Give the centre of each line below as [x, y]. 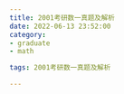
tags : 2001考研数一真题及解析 [60, 68]
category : [28, 34]
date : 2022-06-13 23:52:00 [60, 26]
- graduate [30, 43]
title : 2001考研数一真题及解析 [62, 18]
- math [22, 52]
